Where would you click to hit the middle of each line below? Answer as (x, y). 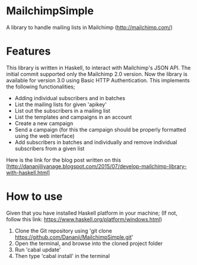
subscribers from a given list (50, 148)
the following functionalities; (41, 87)
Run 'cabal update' (38, 250)
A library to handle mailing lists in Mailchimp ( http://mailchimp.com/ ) (90, 27)
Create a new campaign (44, 123)
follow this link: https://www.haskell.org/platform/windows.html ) (84, 219)
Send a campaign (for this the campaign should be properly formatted (100, 129)
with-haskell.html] (28, 173)
